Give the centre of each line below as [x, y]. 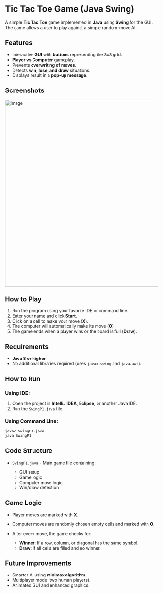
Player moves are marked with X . [45, 515]
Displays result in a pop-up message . [50, 75]
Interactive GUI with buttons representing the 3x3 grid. [67, 54]
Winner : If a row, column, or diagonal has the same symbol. [79, 543]
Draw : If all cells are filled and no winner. [60, 548]
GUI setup [29, 472]
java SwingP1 [18, 436]
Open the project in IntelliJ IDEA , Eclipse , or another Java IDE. [74, 403]
